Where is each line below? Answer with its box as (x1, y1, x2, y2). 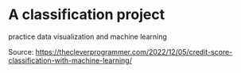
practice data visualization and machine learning (8, 32, 167, 41)
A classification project (8, 6, 165, 24)
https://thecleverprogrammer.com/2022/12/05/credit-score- (35, 47, 233, 56)
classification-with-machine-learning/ (8, 56, 133, 65)
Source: (8, 47, 34, 56)
